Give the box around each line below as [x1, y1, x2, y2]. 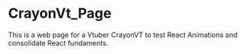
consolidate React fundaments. [8, 38, 109, 47]
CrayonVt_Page [8, 5, 112, 22]
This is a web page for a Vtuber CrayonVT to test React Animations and [8, 30, 238, 39]
